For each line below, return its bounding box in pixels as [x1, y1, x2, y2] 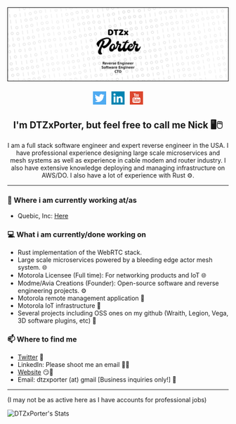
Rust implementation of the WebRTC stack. [17, 248, 143, 257]
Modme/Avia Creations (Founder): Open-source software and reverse [17, 279, 219, 287]
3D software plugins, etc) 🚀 [17, 316, 97, 325]
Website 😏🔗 [17, 368, 54, 377]
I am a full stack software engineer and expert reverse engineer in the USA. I [7, 142, 229, 150]
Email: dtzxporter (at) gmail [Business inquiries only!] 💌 [17, 375, 177, 384]
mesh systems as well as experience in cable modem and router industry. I [10, 156, 226, 165]
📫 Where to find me [7, 334, 77, 344]
